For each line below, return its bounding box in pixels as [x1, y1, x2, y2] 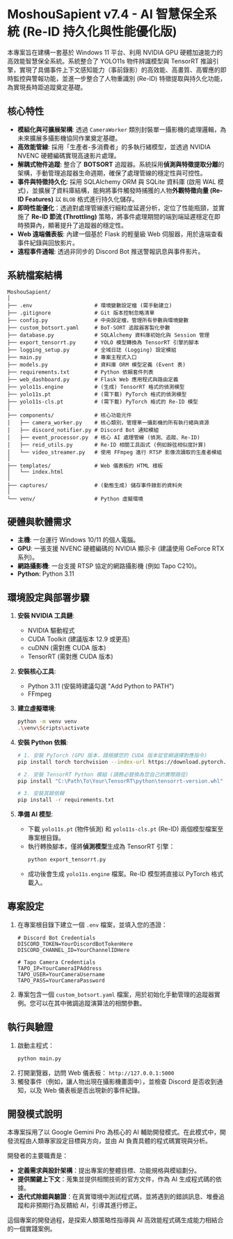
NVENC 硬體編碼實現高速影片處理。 [17, 151, 120, 160]
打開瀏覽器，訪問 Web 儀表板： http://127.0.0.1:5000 [17, 1068, 175, 1077]
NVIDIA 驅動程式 [27, 626, 75, 635]
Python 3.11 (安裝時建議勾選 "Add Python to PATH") [27, 682, 175, 691]
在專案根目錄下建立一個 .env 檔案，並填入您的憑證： [17, 921, 168, 929]
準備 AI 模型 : [17, 810, 54, 819]
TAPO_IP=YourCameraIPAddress [17, 964, 102, 972]
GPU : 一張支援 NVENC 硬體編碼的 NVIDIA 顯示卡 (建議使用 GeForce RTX [17, 544, 225, 553]
